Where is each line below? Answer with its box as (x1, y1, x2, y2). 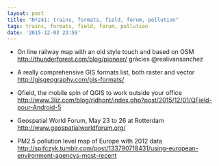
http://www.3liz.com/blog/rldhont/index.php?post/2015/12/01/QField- (16, 96, 212, 105)
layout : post (7, 10, 44, 17)
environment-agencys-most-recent (16, 152, 117, 160)
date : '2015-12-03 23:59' (7, 29, 81, 36)
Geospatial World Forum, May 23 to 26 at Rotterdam (16, 117, 164, 125)
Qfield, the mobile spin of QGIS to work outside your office (16, 89, 183, 97)
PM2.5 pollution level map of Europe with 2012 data (16, 137, 163, 146)
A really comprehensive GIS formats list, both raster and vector (16, 68, 195, 77)
